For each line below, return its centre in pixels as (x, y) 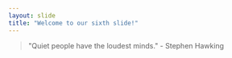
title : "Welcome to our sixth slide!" (73, 23)
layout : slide (32, 15)
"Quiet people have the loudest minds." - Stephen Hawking (126, 45)
